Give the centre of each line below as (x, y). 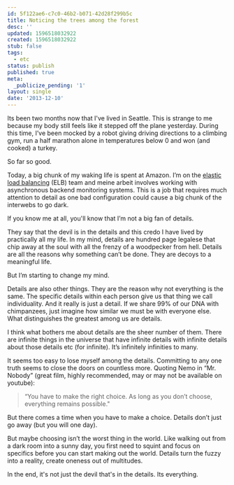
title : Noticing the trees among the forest (73, 20)
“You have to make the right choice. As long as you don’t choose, (118, 396)
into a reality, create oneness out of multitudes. (75, 461)
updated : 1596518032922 (42, 33)
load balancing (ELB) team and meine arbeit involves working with (102, 182)
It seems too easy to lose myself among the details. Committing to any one (115, 360)
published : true (31, 72)
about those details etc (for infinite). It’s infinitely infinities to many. (103, 347)
